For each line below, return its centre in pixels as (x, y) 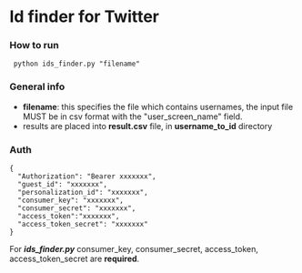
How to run (34, 45)
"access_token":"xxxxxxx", (69, 217)
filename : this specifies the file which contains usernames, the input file (158, 106)
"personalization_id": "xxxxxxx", (83, 193)
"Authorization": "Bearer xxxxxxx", (87, 177)
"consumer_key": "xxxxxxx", (71, 201)
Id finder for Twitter (84, 17)
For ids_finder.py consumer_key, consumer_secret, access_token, (134, 249)
